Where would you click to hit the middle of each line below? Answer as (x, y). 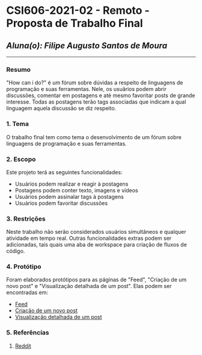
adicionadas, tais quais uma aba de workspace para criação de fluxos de (97, 245)
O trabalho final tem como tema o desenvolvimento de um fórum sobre (94, 137)
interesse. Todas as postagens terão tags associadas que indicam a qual (96, 102)
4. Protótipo (24, 267)
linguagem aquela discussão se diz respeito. (61, 108)
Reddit (23, 346)
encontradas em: (27, 292)
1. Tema (17, 124)
